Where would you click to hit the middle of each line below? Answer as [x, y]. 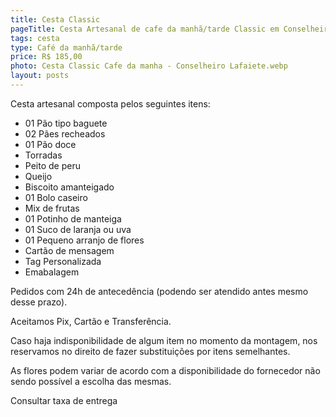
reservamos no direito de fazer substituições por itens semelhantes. [150, 351]
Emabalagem [52, 272]
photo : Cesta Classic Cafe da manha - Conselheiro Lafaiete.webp [149, 66]
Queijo [38, 176]
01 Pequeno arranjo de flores [84, 240]
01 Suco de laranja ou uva [78, 229]
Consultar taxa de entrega [64, 400]
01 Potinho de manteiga [73, 218]
